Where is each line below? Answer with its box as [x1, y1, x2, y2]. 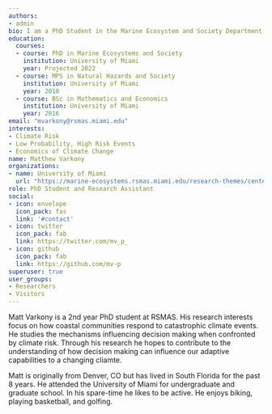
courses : [15, 42, 45, 50]
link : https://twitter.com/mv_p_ [15, 238, 129, 246]
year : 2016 [23, 110, 60, 118]
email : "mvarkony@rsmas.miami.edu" [8, 117, 129, 125]
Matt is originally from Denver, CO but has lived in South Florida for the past [8, 371, 261, 380]
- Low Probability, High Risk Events [8, 139, 136, 148]
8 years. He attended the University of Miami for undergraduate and [8, 379, 235, 389]
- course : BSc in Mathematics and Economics [15, 95, 168, 103]
